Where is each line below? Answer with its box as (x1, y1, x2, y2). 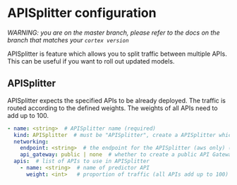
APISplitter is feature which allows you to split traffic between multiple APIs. (7, 49, 227, 58)
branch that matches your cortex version (7, 35, 129, 44)
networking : (13, 138, 49, 145)
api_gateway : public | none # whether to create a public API (20, 151, 210, 158)
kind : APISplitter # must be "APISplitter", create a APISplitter (13, 131, 217, 138)
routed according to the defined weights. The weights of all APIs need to (7, 104, 218, 112)
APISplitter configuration (7, 5, 157, 21)
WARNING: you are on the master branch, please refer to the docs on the (7, 28, 220, 37)
